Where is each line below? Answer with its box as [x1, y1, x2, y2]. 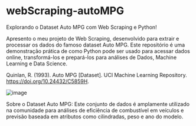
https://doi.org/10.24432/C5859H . [6, 78, 90, 85]
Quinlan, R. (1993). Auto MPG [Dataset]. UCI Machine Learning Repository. [6, 71, 187, 78]
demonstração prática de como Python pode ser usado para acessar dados [6, 47, 190, 54]
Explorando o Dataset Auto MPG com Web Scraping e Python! [6, 24, 158, 31]
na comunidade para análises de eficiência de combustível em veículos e [6, 107, 184, 114]
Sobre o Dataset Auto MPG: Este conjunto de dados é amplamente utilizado [6, 100, 190, 107]
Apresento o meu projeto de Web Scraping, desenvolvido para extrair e [6, 35, 179, 42]
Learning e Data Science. [6, 60, 68, 67]
